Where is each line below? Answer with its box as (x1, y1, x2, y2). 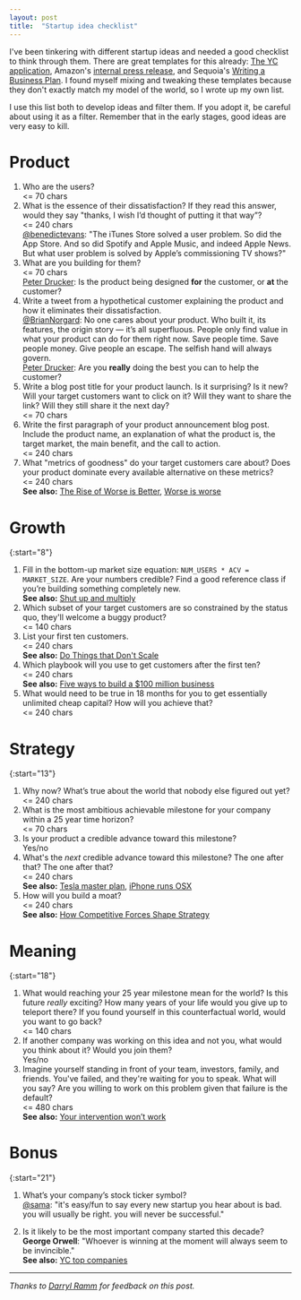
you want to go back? (21, 1016, 103, 1027)
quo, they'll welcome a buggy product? (21, 612, 168, 623)
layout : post (9, 13, 58, 22)
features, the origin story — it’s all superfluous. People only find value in (21, 324, 288, 335)
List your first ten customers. (21, 631, 129, 641)
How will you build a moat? (21, 891, 122, 901)
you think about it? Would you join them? (21, 1045, 173, 1055)
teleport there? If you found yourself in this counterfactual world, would (21, 1007, 287, 1018)
